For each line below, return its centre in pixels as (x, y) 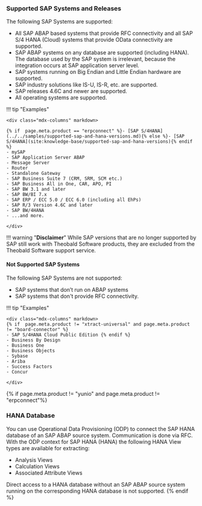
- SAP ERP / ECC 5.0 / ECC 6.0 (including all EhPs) (74, 200)
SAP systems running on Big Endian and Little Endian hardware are (98, 72)
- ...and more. (25, 216)
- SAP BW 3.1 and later (36, 189)
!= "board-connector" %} (37, 329)
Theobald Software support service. (51, 251)
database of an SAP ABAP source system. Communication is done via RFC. (99, 435)
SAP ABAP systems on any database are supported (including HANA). (102, 53)
